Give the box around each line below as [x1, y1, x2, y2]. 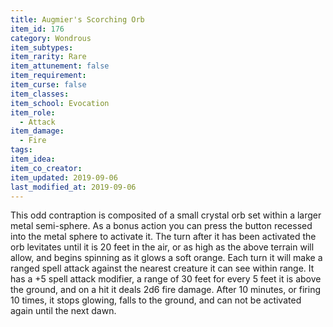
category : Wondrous [10, 33, 92, 43]
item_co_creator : [10, 163, 83, 173]
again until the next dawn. [10, 305, 117, 317]
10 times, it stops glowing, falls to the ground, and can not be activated [10, 294, 302, 306]
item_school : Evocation [10, 98, 110, 108]
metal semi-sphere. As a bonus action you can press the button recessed [10, 220, 313, 232]
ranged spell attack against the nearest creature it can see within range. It [10, 262, 315, 275]
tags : [10, 145, 33, 155]
